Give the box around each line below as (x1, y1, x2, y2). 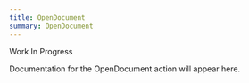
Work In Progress (9, 46, 73, 56)
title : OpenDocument (9, 12, 87, 22)
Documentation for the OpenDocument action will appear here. (9, 63, 241, 74)
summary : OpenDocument (9, 21, 94, 30)
